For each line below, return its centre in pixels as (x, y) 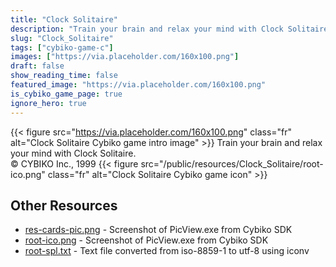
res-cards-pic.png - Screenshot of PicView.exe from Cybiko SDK (158, 230)
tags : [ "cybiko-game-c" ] (62, 47)
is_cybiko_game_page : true (66, 94)
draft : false (37, 66)
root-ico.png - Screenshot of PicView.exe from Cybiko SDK (146, 240)
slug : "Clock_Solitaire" (62, 38)
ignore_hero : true (48, 103)
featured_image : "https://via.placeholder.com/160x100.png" (138, 85)
